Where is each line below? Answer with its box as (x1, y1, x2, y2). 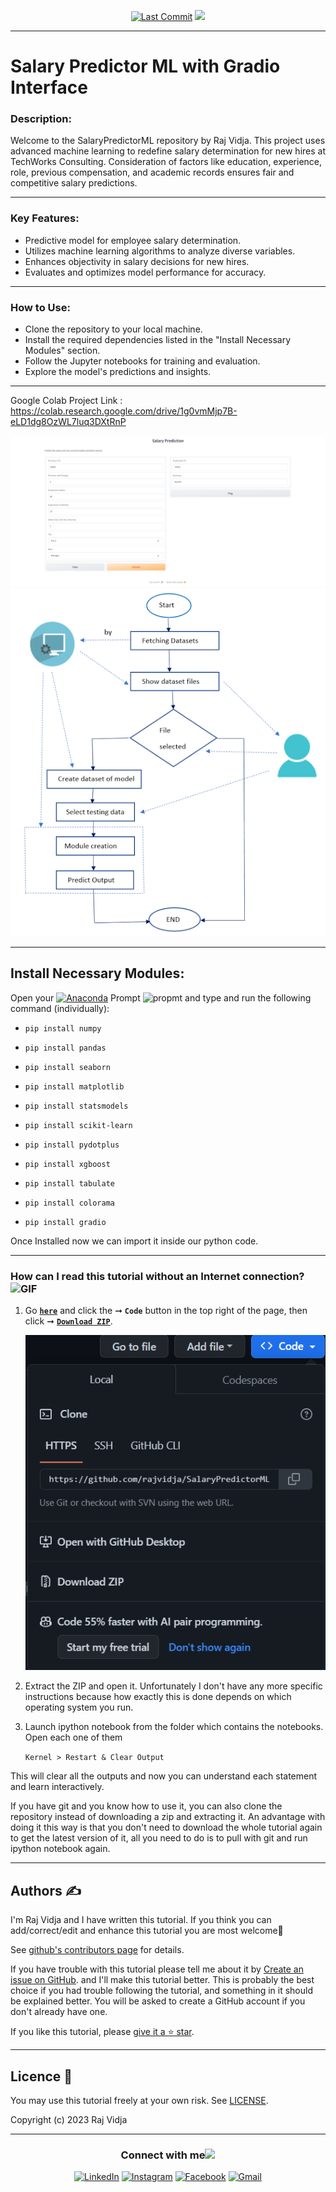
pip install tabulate (24, 1178, 115, 1189)
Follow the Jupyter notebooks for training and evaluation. (24, 355, 261, 367)
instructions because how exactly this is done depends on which (24, 1691, 292, 1703)
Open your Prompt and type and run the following (10, 991, 312, 1004)
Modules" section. (24, 345, 101, 357)
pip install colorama (24, 1198, 115, 1208)
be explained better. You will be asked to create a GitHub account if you (10, 1995, 306, 2007)
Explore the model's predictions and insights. (24, 366, 212, 378)
